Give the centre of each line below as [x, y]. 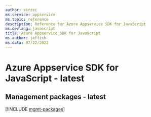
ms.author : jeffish [26, 38]
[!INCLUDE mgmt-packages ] [35, 109]
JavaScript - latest [45, 78]
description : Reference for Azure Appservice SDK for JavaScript [75, 24]
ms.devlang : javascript [30, 29]
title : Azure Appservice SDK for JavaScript [53, 33]
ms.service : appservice [30, 15]
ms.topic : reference [27, 19]
